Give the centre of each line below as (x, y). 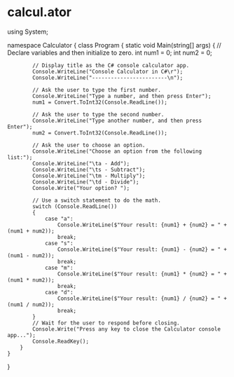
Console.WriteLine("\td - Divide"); (86, 182)
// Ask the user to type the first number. (97, 90)
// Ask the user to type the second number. (98, 114)
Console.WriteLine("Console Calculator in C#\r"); (108, 71)
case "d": (59, 292)
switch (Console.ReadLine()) (75, 206)
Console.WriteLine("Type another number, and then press (117, 121)
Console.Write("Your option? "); (81, 188)
